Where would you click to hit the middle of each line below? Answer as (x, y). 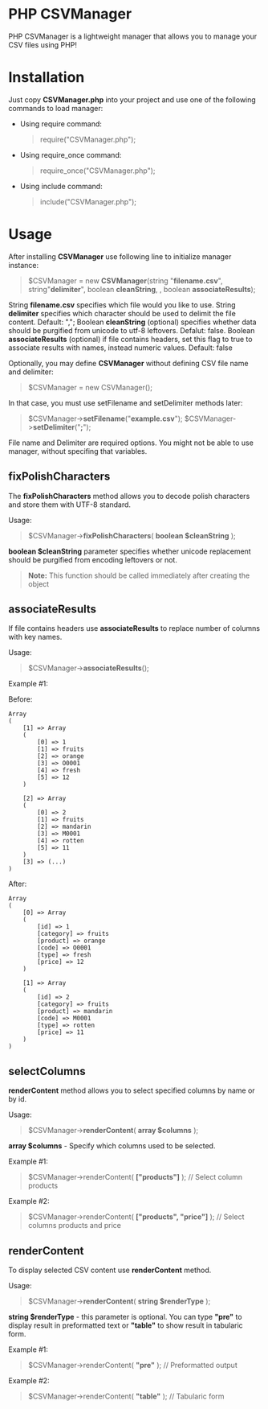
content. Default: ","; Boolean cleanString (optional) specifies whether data (132, 322)
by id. (18, 1099)
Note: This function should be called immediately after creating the (139, 575)
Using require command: (61, 124)
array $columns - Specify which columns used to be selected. (112, 1146)
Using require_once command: (71, 154)
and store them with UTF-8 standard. (69, 505)
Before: (20, 699)
